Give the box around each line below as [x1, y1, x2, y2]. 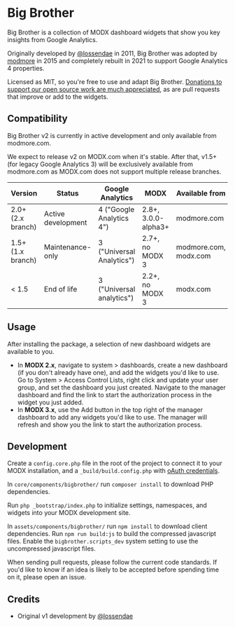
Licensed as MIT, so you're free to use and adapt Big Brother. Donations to [7, 77, 222, 85]
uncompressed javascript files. [7, 544, 96, 553]
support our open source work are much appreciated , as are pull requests [7, 85, 220, 93]
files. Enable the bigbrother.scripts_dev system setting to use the [7, 537, 199, 546]
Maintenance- [44, 242, 92, 252]
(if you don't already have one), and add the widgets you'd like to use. [17, 368, 219, 376]
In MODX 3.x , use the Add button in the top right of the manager [17, 405, 203, 414]
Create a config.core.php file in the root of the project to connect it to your [7, 459, 222, 467]
